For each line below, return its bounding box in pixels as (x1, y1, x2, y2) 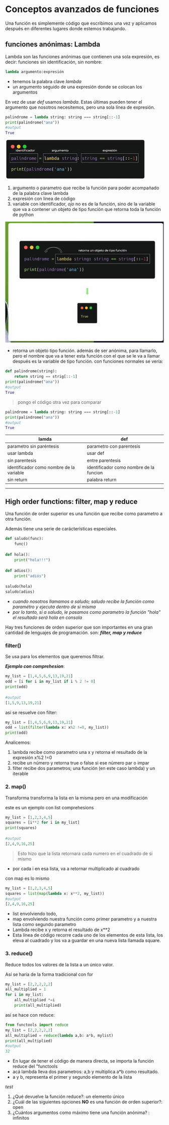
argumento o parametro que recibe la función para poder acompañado (12, 185, 159, 191)
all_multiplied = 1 (5, 987, 46, 992)
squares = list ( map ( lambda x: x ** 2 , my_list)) (5, 891, 105, 896)
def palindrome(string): (5, 369, 57, 374)
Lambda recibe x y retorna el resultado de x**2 (12, 927, 111, 933)
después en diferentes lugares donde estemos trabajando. (5, 25, 127, 31)
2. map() (5, 783, 27, 790)
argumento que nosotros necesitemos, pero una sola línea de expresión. (5, 104, 155, 110)
